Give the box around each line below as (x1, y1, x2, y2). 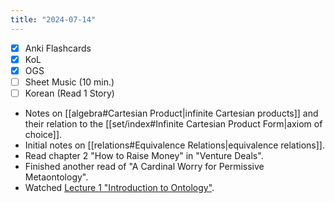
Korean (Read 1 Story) (24, 87, 115, 99)
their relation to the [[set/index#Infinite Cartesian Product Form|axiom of (24, 117, 323, 130)
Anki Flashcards (24, 42, 92, 54)
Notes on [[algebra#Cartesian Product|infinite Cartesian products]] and (24, 107, 319, 119)
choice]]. (24, 128, 63, 140)
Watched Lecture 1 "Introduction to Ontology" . (24, 181, 215, 193)
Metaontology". (24, 171, 89, 183)
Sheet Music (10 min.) (24, 76, 115, 88)
